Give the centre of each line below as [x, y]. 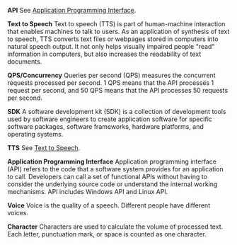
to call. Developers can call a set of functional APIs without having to [107, 177]
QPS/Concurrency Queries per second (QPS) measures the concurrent [111, 75]
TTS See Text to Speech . [44, 148]
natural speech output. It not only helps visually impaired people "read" [111, 46]
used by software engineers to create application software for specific [110, 119]
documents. [25, 62]
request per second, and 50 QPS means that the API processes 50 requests [118, 90]
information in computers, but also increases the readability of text [104, 54]
